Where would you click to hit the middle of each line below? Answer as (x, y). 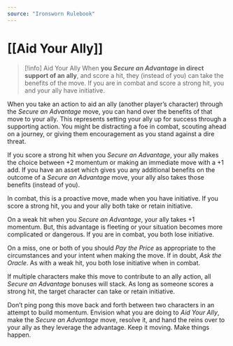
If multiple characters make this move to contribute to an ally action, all (109, 276)
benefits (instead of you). (44, 185)
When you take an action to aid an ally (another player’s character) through (115, 104)
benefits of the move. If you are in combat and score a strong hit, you (124, 83)
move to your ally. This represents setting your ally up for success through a (117, 119)
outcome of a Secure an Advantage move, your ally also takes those (106, 177)
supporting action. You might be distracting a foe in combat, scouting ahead (117, 126)
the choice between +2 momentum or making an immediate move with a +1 (115, 162)
